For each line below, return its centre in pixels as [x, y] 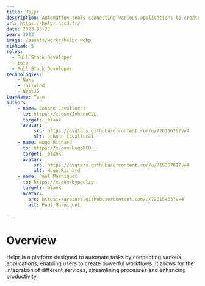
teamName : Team [26, 97]
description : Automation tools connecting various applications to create [103, 18]
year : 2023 [20, 35]
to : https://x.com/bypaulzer [59, 182]
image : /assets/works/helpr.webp [49, 40]
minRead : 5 [20, 46]
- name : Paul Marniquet [48, 177]
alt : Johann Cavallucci [64, 137]
